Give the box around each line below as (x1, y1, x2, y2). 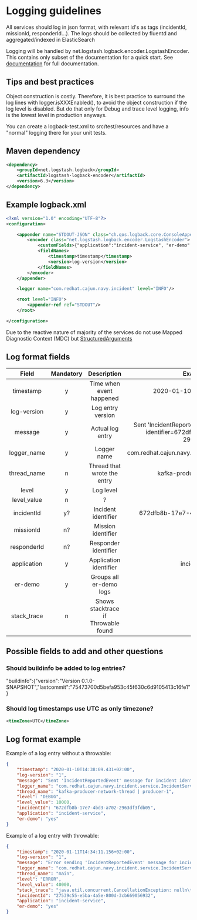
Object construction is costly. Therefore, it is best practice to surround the (6, 92, 185, 99)
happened (90, 394, 119, 402)
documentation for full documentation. (6, 60, 99, 67)
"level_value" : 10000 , (16, 799, 72, 805)
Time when (89, 379, 120, 388)
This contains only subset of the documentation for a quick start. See (6, 54, 174, 61)
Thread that (89, 462, 121, 470)
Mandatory (50, 369, 83, 378)
